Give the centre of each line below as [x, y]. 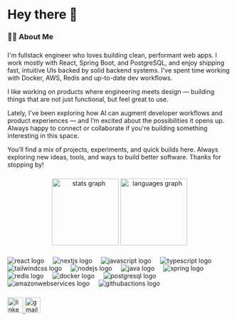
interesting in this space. [43, 136]
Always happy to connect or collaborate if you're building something [107, 128]
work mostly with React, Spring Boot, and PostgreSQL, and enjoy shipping [116, 63]
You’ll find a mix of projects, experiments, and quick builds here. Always [113, 149]
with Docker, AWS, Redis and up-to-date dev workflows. [90, 78]
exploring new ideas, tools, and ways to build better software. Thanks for [115, 157]
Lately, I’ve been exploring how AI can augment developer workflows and [115, 113]
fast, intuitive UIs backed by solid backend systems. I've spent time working [118, 70]
